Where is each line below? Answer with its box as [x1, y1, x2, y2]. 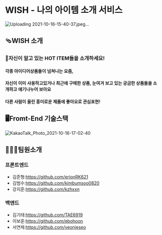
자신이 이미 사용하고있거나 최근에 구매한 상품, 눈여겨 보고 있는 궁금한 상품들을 [5, 80, 152, 86]
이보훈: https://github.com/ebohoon [12, 218, 83, 224]
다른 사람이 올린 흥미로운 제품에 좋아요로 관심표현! [5, 99, 100, 105]
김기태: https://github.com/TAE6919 [12, 212, 83, 218]
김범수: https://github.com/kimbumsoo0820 [12, 180, 100, 186]
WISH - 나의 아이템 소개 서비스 [5, 4, 123, 16]
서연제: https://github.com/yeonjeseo [12, 224, 86, 230]
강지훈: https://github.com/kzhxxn [12, 186, 80, 192]
